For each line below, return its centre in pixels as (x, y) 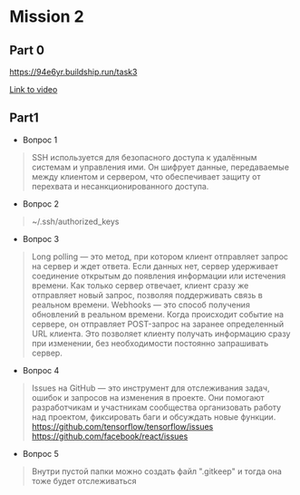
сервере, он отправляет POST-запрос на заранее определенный (158, 324)
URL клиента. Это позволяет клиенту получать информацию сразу (161, 334)
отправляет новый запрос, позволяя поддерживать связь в (147, 295)
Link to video (34, 89)
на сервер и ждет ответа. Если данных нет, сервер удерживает (155, 266)
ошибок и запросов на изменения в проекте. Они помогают (148, 397)
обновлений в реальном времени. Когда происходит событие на (157, 314)
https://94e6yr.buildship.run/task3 (73, 72)
